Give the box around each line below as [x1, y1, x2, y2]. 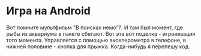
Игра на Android [6, 4, 91, 18]
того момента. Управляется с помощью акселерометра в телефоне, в [6, 36, 186, 43]
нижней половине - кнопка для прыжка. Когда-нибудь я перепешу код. [6, 43, 190, 50]
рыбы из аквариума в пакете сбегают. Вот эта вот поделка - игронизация [6, 30, 196, 37]
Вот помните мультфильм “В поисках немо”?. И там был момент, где [6, 24, 183, 31]
